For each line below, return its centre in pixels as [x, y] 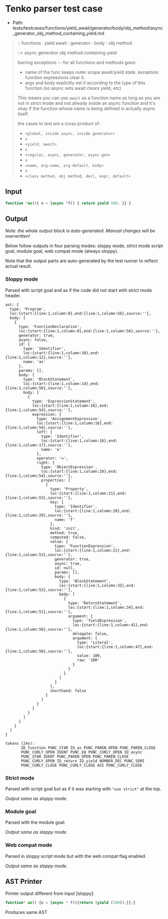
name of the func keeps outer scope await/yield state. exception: [92, 72]
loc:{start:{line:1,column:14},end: [61, 384]
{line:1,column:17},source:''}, [39, 445]
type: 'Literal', [95, 642]
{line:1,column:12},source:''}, [39, 357]
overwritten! [18, 236]
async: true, [68, 564]
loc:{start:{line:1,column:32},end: [97, 585]
